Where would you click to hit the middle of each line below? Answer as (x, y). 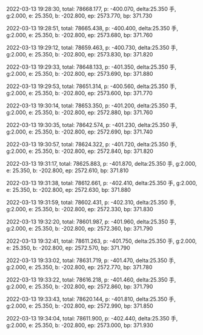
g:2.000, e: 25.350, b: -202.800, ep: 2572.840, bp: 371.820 (80, 151)
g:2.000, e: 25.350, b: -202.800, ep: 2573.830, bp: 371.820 (80, 54)
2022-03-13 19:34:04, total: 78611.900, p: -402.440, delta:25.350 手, (92, 318)
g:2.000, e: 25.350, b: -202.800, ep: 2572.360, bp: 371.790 (80, 228)
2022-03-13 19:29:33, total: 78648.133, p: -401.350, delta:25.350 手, (92, 67)
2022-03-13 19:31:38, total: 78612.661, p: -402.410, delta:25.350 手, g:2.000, (102, 183)
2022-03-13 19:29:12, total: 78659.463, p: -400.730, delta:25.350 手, (92, 48)
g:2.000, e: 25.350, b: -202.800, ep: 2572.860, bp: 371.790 (80, 286)
